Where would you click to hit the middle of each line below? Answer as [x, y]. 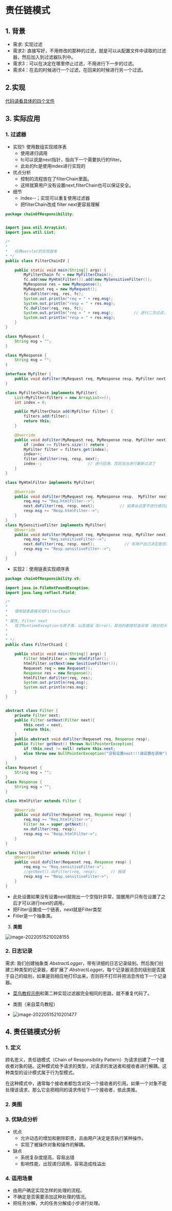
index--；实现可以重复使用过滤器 [55, 198]
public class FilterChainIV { [38, 261]
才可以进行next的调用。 [42, 903]
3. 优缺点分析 [21, 1119]
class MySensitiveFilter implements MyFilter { [56, 525]
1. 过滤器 [16, 135]
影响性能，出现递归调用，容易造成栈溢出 [63, 1163]
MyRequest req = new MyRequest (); [60, 289]
